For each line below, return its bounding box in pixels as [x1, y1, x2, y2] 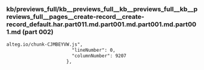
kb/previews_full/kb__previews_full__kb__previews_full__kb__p [6, 5, 198, 13]
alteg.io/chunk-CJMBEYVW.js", [6, 41, 83, 47]
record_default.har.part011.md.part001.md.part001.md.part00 [6, 20, 197, 29]
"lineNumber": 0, [71, 47, 116, 54]
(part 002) [22, 27, 54, 36]
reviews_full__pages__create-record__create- [6, 12, 145, 21]
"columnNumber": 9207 [71, 53, 127, 59]
